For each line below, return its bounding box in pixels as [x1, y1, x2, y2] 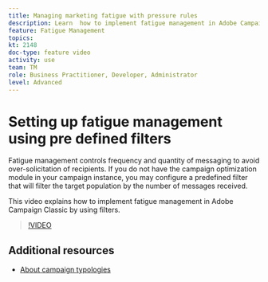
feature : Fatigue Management [8, 26, 105, 34]
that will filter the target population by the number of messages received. [8, 181, 248, 191]
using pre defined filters [8, 129, 171, 147]
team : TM [8, 64, 37, 72]
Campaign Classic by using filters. [8, 205, 121, 215]
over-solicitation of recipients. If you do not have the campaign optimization [8, 164, 257, 174]
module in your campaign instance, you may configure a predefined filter [8, 173, 249, 182]
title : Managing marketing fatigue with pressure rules [8, 11, 198, 20]
